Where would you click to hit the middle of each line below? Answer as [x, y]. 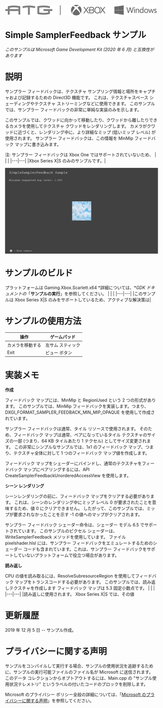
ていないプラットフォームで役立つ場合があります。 [68, 555]
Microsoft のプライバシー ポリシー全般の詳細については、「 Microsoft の [76, 695]
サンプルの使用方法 [43, 321]
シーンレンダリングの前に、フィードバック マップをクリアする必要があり [78, 496]
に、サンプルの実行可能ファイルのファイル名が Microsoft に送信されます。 [79, 672]
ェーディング [18, 103]
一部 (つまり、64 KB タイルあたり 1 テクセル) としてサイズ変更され [80, 441]
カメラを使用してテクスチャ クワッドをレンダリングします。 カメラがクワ [82, 126]
